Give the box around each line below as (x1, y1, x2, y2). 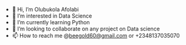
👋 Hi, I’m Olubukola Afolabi (12, 6, 79, 13)
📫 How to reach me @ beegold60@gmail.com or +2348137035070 (12, 32, 181, 39)
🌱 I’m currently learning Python (12, 19, 90, 26)
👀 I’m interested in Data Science (12, 12, 92, 19)
